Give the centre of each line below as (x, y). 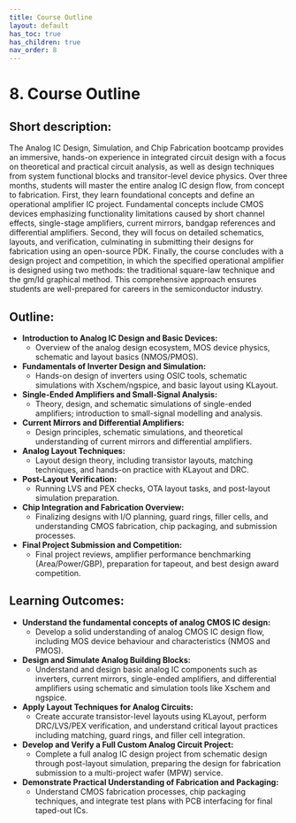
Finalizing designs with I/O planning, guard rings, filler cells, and (152, 516)
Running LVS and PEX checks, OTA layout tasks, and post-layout (153, 488)
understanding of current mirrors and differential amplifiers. (144, 441)
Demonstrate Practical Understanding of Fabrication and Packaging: (150, 782)
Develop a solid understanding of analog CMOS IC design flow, (150, 631)
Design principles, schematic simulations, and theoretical (139, 432)
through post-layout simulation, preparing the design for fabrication (158, 763)
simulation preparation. (77, 497)
